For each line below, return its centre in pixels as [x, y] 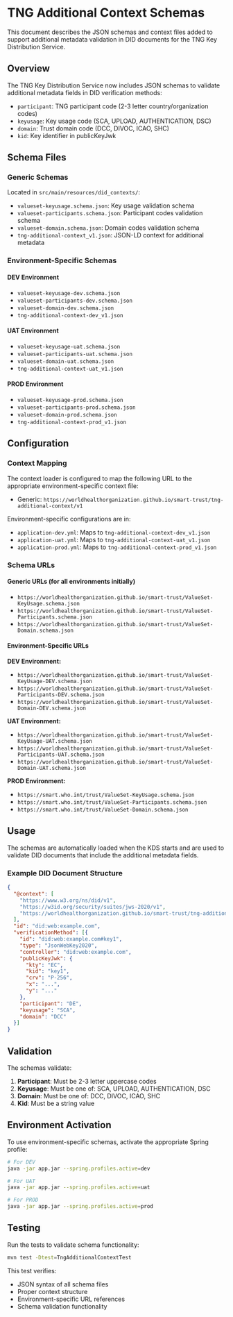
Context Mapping [37, 463]
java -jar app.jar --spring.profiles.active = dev [79, 1168]
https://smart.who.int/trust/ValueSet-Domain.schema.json [103, 810]
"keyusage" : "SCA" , [48, 1010]
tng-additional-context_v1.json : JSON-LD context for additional [111, 235]
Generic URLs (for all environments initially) [71, 582]
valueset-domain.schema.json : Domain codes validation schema [108, 228]
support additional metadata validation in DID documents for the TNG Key [112, 39]
